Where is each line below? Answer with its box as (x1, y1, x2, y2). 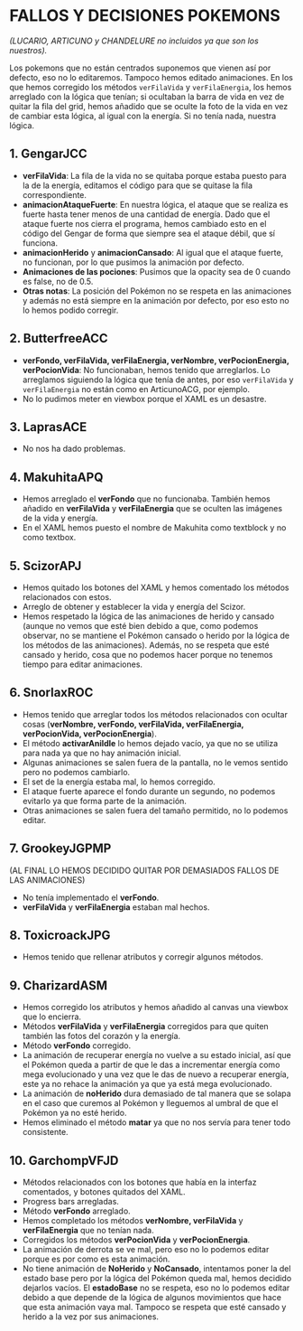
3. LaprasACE (9, 419, 87, 435)
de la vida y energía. (22, 512, 98, 524)
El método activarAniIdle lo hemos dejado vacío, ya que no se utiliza (22, 737, 279, 748)
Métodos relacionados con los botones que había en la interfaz (22, 1176, 257, 1188)
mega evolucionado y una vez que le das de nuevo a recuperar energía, (22, 1069, 289, 1080)
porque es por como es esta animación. (22, 1253, 170, 1265)
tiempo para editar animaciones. (22, 659, 142, 670)
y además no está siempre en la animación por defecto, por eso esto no (22, 295, 290, 305)
